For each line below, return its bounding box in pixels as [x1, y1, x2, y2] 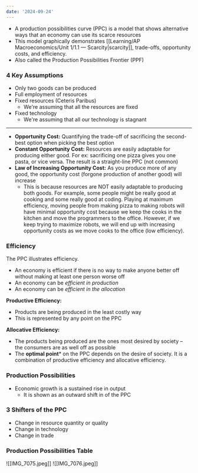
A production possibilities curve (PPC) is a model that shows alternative [14, 25, 189, 32]
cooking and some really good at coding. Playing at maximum [23, 196, 173, 203]
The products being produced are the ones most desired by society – [14, 338, 183, 345]
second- [166, 132, 187, 140]
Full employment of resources [14, 90, 87, 98]
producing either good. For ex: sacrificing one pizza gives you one [14, 151, 176, 158]
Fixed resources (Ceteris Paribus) [14, 97, 97, 104]
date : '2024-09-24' [6, 8, 54, 15]
